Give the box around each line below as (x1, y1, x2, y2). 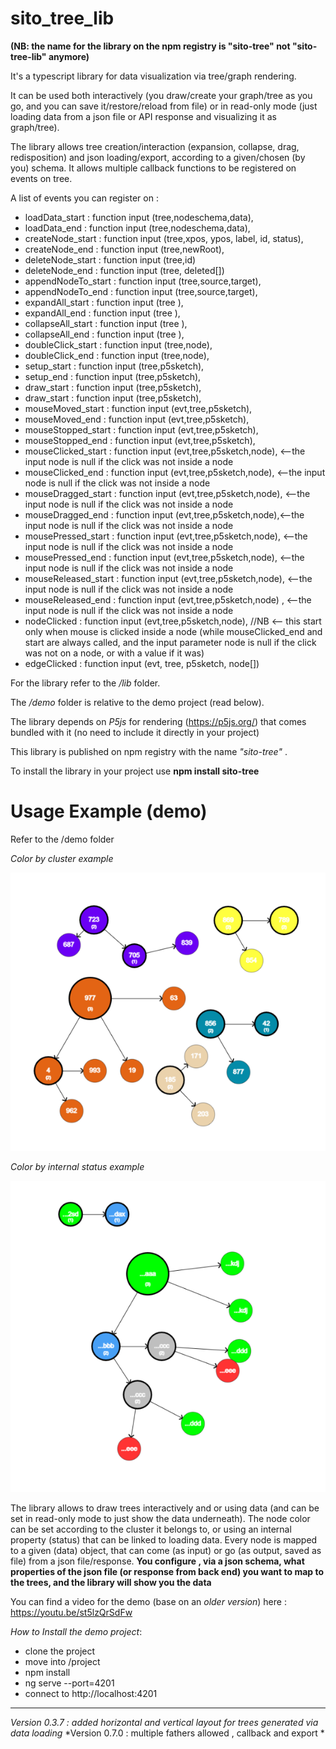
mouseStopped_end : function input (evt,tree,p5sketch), (24, 434, 256, 446)
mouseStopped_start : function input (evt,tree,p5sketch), (24, 423, 259, 436)
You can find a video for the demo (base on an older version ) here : (10, 1595, 287, 1607)
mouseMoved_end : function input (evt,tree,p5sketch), (24, 413, 250, 425)
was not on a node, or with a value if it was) (24, 647, 205, 659)
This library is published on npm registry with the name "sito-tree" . (10, 745, 288, 757)
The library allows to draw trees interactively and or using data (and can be (10, 1502, 320, 1514)
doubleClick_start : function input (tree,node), (24, 338, 213, 351)
